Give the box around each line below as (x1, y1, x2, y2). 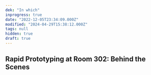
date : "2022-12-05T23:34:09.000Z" (5, 17, 79, 22)
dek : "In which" (5, 7, 40, 13)
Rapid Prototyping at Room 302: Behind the (5, 55, 146, 64)
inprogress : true (5, 12, 42, 17)
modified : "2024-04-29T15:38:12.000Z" (5, 21, 88, 27)
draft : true (5, 36, 31, 41)
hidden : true (5, 31, 33, 36)
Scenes (5, 63, 30, 71)
